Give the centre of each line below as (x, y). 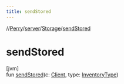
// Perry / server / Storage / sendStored (48, 28)
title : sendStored (29, 11)
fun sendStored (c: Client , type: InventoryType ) (62, 75)
